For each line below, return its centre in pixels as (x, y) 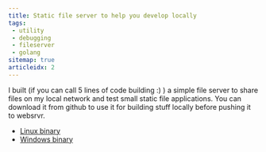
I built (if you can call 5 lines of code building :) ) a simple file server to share (133, 90)
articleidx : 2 (32, 68)
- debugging (31, 38)
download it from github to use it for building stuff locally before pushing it (130, 107)
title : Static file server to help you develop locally (102, 16)
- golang (26, 53)
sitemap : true (32, 60)
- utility (28, 30)
